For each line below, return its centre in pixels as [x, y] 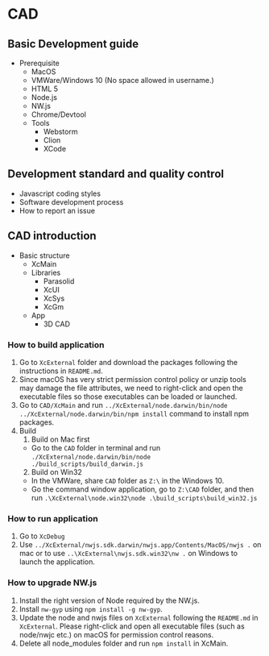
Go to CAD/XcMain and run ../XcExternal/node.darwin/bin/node [123, 405]
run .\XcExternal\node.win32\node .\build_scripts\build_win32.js [144, 497]
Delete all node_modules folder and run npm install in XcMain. [124, 643]
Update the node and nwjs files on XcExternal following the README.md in [139, 617]
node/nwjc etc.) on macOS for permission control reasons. [116, 634]
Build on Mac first [60, 439]
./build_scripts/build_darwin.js [87, 464]
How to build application [56, 345]
